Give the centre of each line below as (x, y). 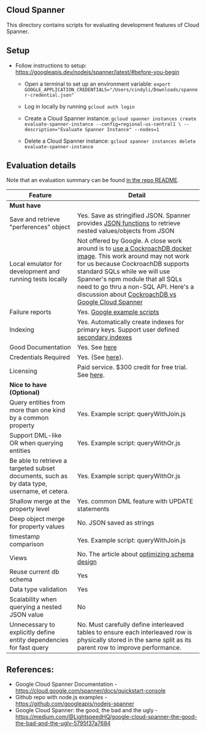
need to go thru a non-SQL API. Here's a (135, 287)
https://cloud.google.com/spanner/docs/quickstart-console (90, 691)
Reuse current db (34, 572)
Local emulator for (36, 264)
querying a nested (36, 607)
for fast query (29, 648)
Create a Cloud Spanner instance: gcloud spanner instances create (110, 118)
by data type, (29, 484)
